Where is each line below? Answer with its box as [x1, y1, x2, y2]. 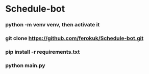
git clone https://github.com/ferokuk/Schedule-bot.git [5, 35, 144, 42]
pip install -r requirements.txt [5, 48, 80, 55]
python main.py [5, 62, 45, 69]
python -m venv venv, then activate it [5, 21, 100, 28]
